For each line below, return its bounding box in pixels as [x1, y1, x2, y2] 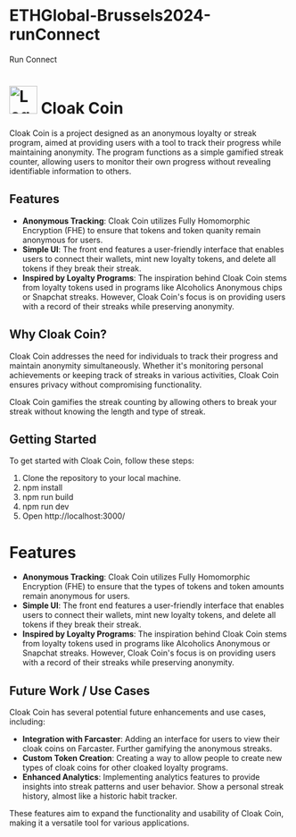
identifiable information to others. [9, 165, 132, 176]
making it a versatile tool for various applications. [9, 817, 190, 828]
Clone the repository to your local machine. [21, 473, 181, 484]
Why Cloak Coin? [9, 327, 107, 342]
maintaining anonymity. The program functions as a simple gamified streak [9, 147, 284, 157]
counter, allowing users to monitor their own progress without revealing [9, 156, 272, 166]
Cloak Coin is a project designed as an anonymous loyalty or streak [9, 127, 257, 139]
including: [9, 716, 46, 727]
